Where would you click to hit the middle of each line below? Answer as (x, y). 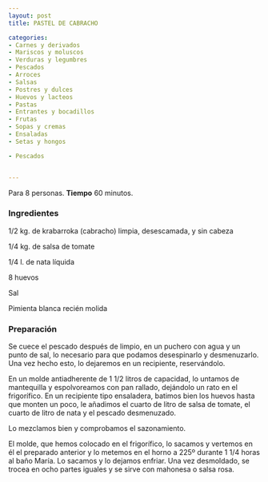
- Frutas (23, 120)
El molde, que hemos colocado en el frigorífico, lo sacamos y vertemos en (131, 444)
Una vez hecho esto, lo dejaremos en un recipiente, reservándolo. (117, 364)
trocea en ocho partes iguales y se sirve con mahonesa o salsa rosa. (121, 469)
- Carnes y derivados (44, 45)
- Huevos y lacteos (41, 97)
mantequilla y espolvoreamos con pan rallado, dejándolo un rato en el (123, 388)
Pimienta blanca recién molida (58, 308)
